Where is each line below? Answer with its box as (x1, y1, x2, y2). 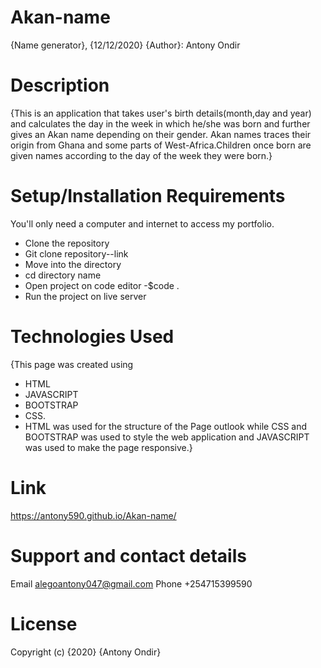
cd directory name (24, 269, 102, 281)
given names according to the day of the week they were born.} (10, 149, 273, 161)
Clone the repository (24, 237, 110, 249)
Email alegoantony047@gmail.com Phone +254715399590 (10, 577, 253, 590)
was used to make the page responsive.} (24, 441, 193, 453)
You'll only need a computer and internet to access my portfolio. (10, 217, 275, 230)
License (10, 612, 78, 635)
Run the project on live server (24, 290, 147, 302)
